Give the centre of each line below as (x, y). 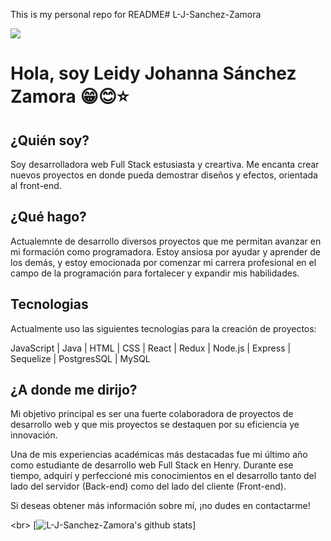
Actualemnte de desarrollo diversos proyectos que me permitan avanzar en (166, 241)
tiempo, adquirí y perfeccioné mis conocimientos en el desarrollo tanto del (163, 476)
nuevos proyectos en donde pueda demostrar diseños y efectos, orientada (164, 175)
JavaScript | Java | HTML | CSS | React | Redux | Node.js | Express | (151, 348)
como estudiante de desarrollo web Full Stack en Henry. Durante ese (152, 465)
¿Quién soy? (50, 140)
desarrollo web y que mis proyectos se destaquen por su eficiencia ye (155, 425)
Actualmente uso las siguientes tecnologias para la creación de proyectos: (163, 328)
